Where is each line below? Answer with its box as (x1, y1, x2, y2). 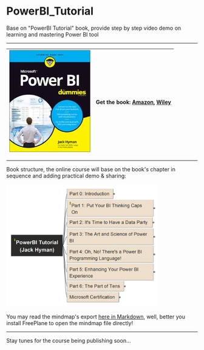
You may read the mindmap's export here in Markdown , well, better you (6, 313, 185, 320)
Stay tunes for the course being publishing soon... (6, 337, 132, 344)
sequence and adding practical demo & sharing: (6, 172, 126, 179)
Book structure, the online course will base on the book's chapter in (6, 165, 176, 173)
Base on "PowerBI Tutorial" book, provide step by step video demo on (6, 24, 182, 32)
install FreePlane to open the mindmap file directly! (6, 319, 134, 326)
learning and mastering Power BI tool (6, 30, 99, 38)
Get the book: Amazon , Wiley (96, 98, 171, 106)
